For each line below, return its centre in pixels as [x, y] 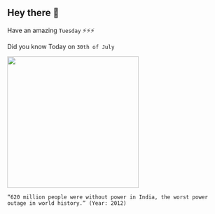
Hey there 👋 [33, 13]
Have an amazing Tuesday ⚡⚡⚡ [51, 30]
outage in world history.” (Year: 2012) [67, 203]
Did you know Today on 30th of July [61, 46]
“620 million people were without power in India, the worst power [108, 197]
